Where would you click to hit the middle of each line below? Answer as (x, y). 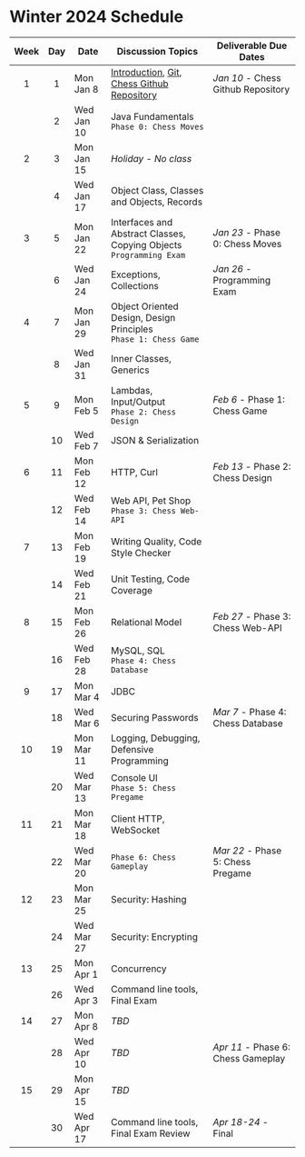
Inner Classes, (141, 358)
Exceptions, (135, 274)
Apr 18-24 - (241, 1122)
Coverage (131, 590)
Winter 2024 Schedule (97, 17)
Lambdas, (132, 390)
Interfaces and (142, 222)
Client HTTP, (138, 818)
